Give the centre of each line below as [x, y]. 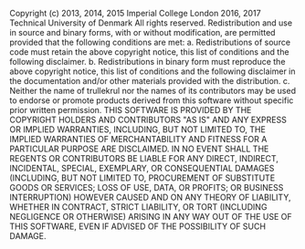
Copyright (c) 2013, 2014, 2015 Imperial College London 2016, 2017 [136, 13]
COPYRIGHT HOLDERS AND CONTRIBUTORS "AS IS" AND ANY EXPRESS [148, 119]
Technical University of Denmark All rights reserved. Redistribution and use [151, 23]
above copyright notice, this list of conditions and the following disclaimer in [152, 71]
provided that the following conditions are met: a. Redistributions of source [150, 42]
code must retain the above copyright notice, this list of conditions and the [149, 52]
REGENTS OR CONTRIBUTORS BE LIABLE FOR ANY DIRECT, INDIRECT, [144, 158]
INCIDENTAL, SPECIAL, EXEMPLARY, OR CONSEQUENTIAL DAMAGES [142, 168]
